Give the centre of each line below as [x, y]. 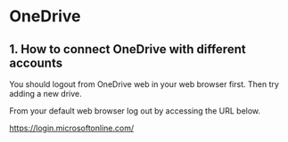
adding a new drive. [45, 94]
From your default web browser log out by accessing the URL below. [135, 111]
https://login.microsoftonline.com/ [72, 128]
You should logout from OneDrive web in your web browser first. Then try [144, 84]
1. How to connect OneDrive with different [128, 49]
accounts [36, 63]
